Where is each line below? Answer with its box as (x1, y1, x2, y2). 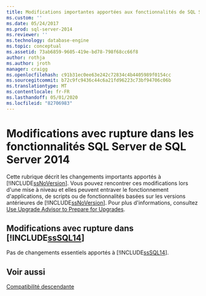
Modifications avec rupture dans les (6, 126, 194, 140)
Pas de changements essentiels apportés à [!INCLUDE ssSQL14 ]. (6, 249, 169, 256)
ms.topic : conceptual (6, 44, 62, 50)
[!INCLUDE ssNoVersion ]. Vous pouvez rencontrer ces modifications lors (6, 179, 189, 187)
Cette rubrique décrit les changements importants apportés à (6, 173, 161, 180)
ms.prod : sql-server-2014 (6, 26, 72, 32)
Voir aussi (6, 267, 45, 277)
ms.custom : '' (6, 15, 43, 21)
